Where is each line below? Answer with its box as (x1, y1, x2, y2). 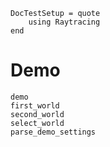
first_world (10, 100, 60, 111)
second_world (10, 109, 65, 119)
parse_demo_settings (10, 127, 97, 137)
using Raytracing (28, 17, 101, 27)
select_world (10, 118, 65, 128)
